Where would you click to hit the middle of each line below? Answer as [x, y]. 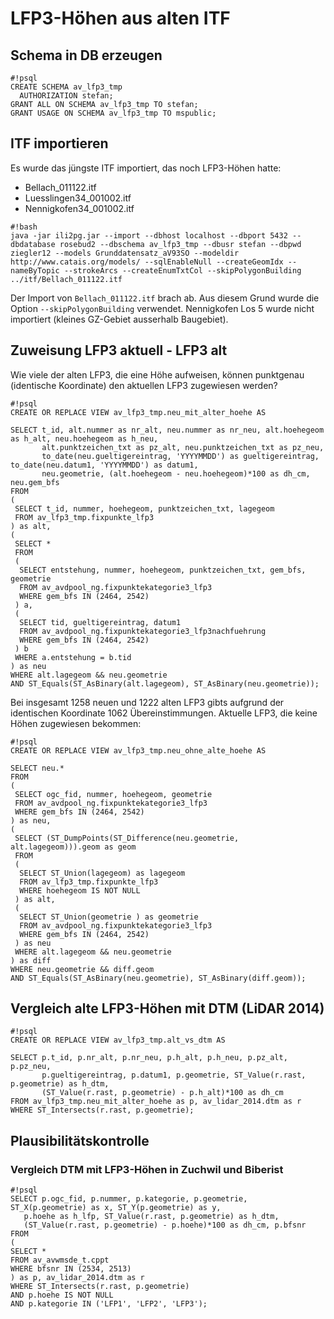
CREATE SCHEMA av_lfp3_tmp [66, 87]
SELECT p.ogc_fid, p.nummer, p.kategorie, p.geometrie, [129, 1199]
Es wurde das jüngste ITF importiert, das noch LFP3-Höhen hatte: [146, 168]
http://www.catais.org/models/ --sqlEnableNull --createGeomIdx [147, 262]
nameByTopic [35, 270]
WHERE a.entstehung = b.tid [73, 657]
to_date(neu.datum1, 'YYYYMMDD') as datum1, [104, 465]
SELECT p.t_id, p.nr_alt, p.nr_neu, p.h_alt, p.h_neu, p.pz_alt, [149, 1058]
